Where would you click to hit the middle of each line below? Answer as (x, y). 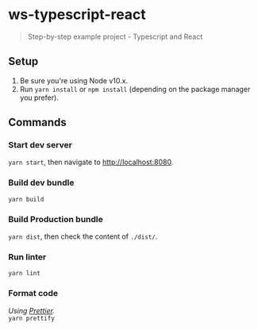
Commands (38, 123)
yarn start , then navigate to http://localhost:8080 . (91, 162)
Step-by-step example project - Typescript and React (115, 36)
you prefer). (39, 98)
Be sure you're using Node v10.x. (74, 80)
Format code (33, 294)
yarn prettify (32, 318)
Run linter (27, 257)
